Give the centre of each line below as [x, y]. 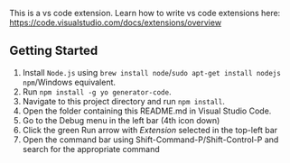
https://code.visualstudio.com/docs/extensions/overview [116, 23]
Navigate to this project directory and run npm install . [124, 101]
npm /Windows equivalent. [69, 82]
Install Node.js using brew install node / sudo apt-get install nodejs [152, 72]
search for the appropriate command [91, 149]
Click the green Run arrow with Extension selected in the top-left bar [150, 130]
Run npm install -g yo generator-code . [97, 91]
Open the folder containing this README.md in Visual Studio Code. [147, 111]
